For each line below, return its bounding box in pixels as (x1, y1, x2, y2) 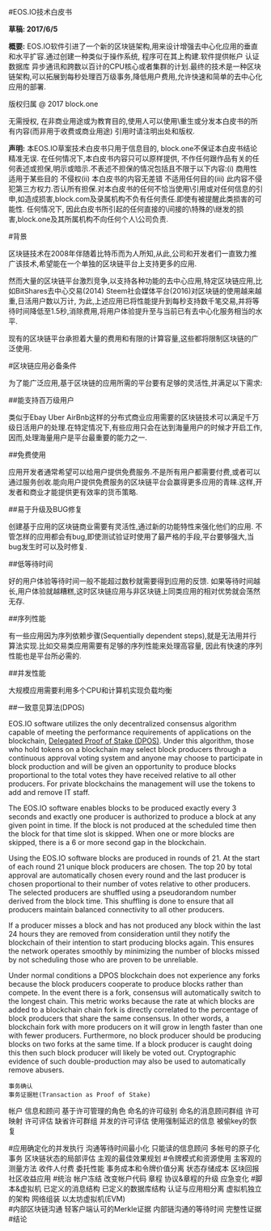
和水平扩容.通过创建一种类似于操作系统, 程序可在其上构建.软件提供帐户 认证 (8, 52, 260, 61)
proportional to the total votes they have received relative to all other (8, 771, 236, 780)
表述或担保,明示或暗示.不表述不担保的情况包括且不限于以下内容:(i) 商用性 (15, 164, 257, 173)
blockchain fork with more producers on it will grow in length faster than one (8, 1022, 263, 1031)
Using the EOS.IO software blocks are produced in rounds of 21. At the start (8, 853, 260, 863)
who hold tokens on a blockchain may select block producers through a (8, 745, 247, 754)
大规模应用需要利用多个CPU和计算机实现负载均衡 (8, 686, 172, 695)
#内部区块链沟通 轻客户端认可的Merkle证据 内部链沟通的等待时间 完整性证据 (8, 1204, 262, 1213)
